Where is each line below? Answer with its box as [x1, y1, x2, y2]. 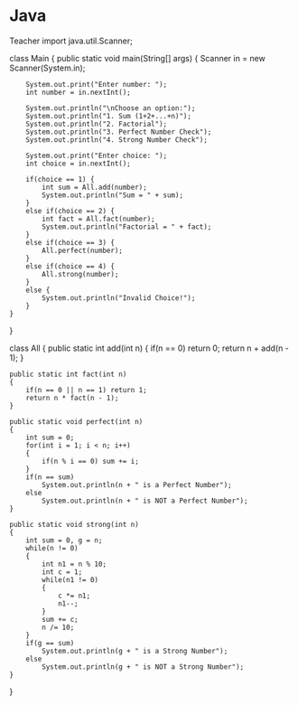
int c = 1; [42, 567, 83, 577]
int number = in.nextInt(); [25, 88, 131, 97]
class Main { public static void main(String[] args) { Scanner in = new [9, 52, 266, 63]
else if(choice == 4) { [25, 261, 116, 271]
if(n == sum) [25, 472, 75, 482]
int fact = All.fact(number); [42, 214, 155, 223]
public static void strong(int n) [9, 520, 140, 529]
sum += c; [42, 615, 79, 624]
